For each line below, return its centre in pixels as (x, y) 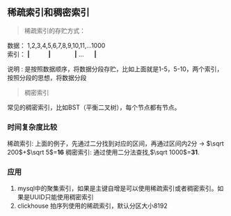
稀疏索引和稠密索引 (48, 13)
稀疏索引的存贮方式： (55, 31)
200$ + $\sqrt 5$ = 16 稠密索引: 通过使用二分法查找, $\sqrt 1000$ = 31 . (103, 153)
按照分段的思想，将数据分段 (47, 77)
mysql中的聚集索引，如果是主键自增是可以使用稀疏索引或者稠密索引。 (117, 188)
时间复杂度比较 (32, 127)
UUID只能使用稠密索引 (62, 197)
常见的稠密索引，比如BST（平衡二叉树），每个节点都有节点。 (94, 107)
